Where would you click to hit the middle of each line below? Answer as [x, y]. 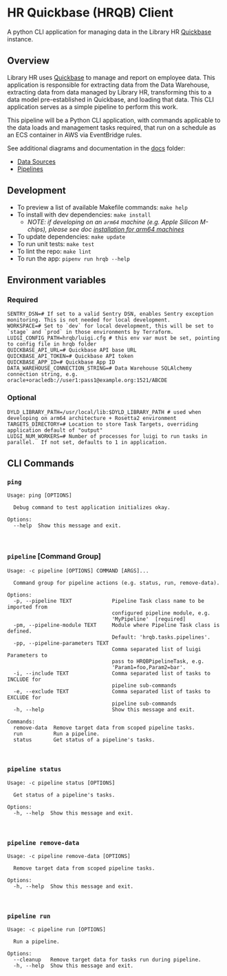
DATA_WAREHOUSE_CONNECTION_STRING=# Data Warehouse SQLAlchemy [100, 368]
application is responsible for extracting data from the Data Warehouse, [108, 85]
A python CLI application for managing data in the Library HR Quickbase [109, 32]
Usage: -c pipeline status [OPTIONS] [61, 783]
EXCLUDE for [24, 697]
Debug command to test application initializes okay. [92, 508]
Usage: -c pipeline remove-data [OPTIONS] [69, 857]
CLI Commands [41, 463]
